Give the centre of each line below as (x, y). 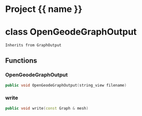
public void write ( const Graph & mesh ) (47, 108)
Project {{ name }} (44, 9)
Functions (21, 61)
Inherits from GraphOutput (33, 45)
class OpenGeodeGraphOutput (71, 32)
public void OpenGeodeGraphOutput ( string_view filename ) (66, 85)
